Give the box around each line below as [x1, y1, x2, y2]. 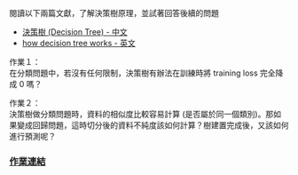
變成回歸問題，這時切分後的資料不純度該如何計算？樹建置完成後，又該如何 [16, 120, 289, 131]
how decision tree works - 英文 [21, 38, 136, 48]
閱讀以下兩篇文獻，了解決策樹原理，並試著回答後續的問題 [9, 8, 219, 18]
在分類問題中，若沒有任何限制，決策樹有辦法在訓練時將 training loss [9, 68, 259, 78]
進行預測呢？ [9, 131, 56, 141]
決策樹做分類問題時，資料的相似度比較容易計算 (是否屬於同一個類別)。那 [9, 109, 274, 119]
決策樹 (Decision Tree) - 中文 [21, 27, 128, 37]
